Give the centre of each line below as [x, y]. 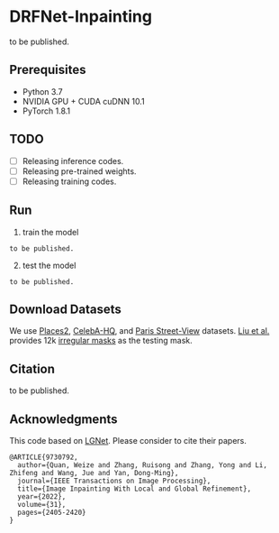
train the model [50, 232]
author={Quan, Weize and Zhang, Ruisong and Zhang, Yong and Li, [143, 465]
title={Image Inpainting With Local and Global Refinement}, [135, 489]
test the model [49, 265]
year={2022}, [42, 497]
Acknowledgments [64, 419]
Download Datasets [65, 309]
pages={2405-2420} [52, 512]
